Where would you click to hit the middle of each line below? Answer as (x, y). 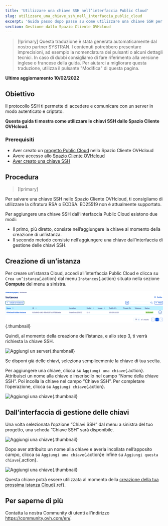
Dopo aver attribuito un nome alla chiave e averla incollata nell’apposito (79, 449)
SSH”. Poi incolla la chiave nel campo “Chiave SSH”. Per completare (75, 381)
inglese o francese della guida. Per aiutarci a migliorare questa (82, 63)
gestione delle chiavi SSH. (39, 245)
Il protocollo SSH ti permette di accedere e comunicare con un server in (79, 106)
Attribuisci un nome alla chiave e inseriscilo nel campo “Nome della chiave (82, 376)
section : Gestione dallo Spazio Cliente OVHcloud (58, 27)
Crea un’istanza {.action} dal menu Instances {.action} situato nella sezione (82, 278)
